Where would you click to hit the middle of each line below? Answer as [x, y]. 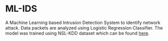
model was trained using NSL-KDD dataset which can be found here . [77, 33]
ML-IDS [21, 9]
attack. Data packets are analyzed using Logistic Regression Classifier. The [84, 27]
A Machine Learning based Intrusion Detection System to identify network [83, 22]
